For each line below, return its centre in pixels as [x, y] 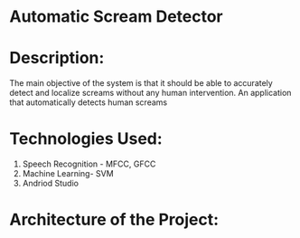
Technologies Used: [86, 139]
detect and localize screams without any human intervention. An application [150, 93]
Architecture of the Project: [114, 220]
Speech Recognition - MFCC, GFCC [89, 164]
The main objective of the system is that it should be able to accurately [141, 83]
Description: [57, 58]
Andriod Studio [51, 184]
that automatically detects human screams [89, 102]
